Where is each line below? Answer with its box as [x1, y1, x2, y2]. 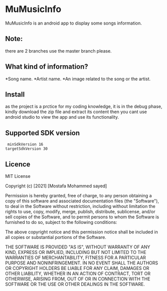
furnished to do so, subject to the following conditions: [5, 219, 117, 225]
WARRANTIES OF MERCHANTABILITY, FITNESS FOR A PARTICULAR [5, 254, 146, 260]
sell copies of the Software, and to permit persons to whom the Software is [5, 214, 160, 220]
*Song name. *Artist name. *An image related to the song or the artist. [5, 76, 151, 82]
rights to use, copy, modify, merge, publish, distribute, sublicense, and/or [5, 209, 156, 214]
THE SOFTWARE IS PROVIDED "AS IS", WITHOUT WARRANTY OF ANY [5, 244, 151, 250]
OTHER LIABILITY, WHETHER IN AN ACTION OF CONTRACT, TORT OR [5, 270, 151, 276]
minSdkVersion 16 [7, 142, 43, 147]
